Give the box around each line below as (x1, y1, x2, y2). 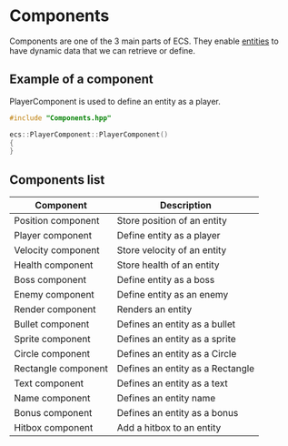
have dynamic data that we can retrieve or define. (9, 45, 196, 56)
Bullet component (14, 318, 90, 330)
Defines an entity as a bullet (116, 318, 236, 330)
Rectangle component (14, 362, 109, 375)
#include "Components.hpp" (9, 113, 112, 123)
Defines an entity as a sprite (116, 333, 236, 346)
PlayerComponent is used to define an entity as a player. (9, 96, 221, 106)
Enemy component (14, 289, 95, 301)
